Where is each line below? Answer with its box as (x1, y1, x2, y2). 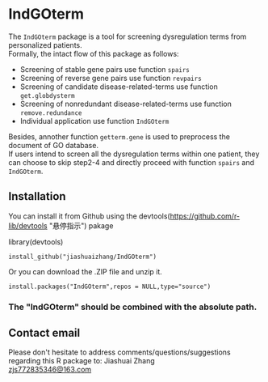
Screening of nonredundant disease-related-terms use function (19, 99, 232, 108)
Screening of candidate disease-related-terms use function (19, 82, 218, 91)
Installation (8, 189, 66, 203)
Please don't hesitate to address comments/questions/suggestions (8, 347, 232, 357)
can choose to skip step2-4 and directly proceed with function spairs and (8, 157, 255, 167)
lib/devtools (8, 220, 48, 231)
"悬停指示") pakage (48, 220, 114, 231)
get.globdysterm (19, 91, 75, 100)
